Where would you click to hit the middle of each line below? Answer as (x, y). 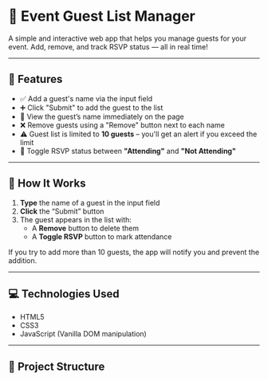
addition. (23, 260)
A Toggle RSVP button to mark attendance (102, 236)
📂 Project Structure (57, 366)
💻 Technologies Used (64, 294)
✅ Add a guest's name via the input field (86, 98)
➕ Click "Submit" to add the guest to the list (91, 108)
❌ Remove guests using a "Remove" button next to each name (122, 125)
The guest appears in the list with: (75, 219)
